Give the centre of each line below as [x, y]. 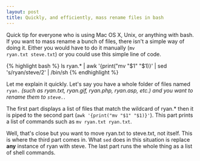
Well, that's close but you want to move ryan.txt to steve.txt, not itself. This [99, 133]
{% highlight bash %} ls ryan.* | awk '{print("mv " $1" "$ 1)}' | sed [87, 66]
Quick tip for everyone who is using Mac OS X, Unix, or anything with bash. [100, 34]
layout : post [23, 12]
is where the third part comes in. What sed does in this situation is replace [98, 139]
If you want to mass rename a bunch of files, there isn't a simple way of [95, 41]
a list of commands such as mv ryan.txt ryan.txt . [69, 121]
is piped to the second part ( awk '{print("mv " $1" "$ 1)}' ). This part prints [100, 115]
